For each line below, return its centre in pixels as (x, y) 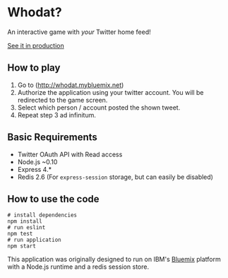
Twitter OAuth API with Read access (70, 154)
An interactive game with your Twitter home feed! (79, 32)
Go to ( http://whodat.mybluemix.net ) (71, 85)
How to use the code (54, 199)
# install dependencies (42, 215)
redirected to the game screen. (62, 100)
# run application (34, 240)
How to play (34, 68)
